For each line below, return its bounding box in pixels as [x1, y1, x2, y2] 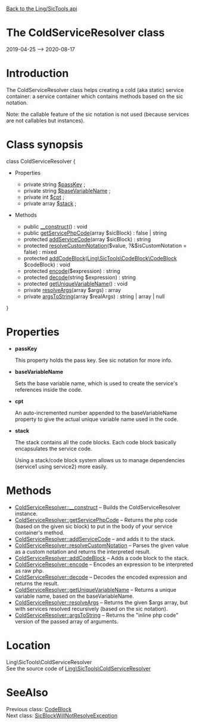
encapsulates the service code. [14, 445, 92, 452]
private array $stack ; [23, 199, 77, 207]
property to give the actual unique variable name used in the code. [14, 415, 179, 423]
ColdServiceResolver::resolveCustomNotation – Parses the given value [14, 542, 189, 549]
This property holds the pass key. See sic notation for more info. [14, 357, 173, 364]
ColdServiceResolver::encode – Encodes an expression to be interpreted [14, 561, 194, 568]
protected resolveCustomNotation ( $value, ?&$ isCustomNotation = [23, 242, 187, 249]
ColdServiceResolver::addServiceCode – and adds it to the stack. [14, 535, 176, 542]
